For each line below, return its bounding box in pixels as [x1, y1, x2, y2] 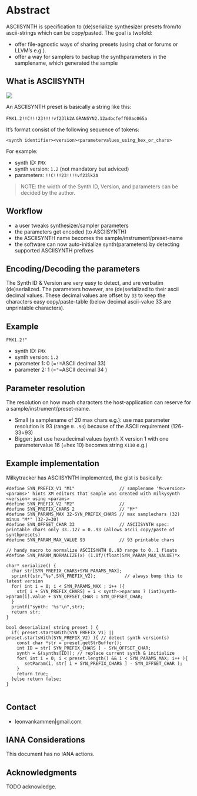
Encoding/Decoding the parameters [6, 264, 141, 274]
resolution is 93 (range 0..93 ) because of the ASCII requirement [14, 423, 170, 429]
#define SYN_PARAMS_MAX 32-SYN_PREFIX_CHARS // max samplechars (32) [6, 511, 181, 517]
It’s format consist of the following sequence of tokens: [6, 126, 139, 133]
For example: [6, 148, 38, 155]
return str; [11, 609, 41, 615]
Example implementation [6, 458, 100, 468]
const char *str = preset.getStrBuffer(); [16, 640, 122, 646]
